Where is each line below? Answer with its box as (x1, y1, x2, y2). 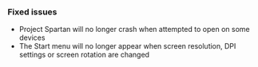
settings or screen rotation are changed (18, 50, 149, 60)
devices (18, 33, 46, 42)
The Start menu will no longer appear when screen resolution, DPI (18, 41, 236, 51)
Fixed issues (7, 6, 58, 18)
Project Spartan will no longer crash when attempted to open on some (18, 25, 250, 34)
